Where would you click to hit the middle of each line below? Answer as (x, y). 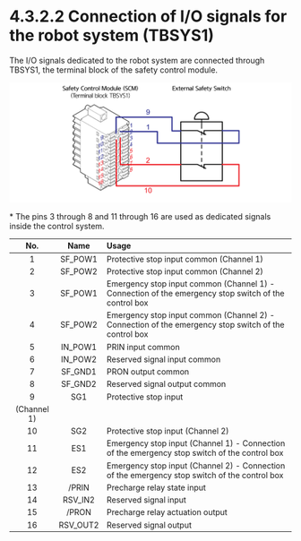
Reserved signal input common (163, 359)
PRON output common (148, 372)
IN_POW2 (79, 359)
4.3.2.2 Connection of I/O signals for (148, 17)
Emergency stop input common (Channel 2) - (190, 315)
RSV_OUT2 (79, 525)
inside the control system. (57, 226)
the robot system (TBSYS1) (112, 35)
